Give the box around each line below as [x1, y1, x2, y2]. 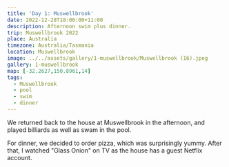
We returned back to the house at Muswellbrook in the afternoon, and [7, 118, 206, 126]
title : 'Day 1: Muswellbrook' [7, 10, 94, 17]
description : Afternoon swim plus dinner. [7, 23, 131, 30]
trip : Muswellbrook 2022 [7, 29, 79, 36]
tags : [7, 74, 23, 81]
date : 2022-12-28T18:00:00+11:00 [7, 16, 103, 23]
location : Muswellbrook [7, 49, 76, 56]
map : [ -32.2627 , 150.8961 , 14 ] [7, 67, 91, 74]
